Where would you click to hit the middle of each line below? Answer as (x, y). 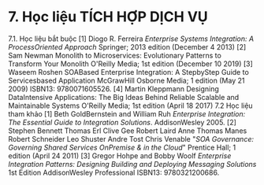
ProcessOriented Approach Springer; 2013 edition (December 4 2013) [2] (127, 46)
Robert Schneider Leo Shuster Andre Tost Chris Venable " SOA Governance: (131, 139)
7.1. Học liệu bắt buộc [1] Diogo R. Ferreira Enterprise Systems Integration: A (131, 39)
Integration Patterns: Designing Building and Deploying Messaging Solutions (132, 164)
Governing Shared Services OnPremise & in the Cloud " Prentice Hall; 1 (122, 147)
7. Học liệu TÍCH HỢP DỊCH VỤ (108, 17)
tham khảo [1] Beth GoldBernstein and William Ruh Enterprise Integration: (127, 113)
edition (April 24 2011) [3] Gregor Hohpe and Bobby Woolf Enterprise (120, 155)
